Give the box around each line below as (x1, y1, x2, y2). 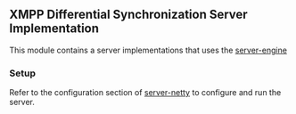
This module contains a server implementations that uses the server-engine (9, 45, 288, 55)
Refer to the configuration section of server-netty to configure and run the (9, 87, 282, 98)
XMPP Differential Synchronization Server (9, 7, 248, 22)
